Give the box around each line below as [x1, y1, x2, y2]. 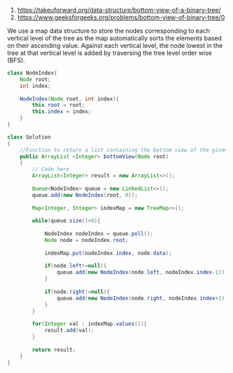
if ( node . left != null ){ [44, 263, 107, 270]
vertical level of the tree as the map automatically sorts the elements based [7, 34, 222, 42]
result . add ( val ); [44, 327, 95, 334]
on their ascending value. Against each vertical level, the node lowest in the [7, 42, 223, 49]
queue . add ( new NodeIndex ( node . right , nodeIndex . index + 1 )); [56, 295, 231, 302]
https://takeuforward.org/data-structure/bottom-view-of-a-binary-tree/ [17, 6, 221, 14]
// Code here [32, 166, 70, 173]
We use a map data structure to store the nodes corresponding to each [7, 27, 210, 35]
